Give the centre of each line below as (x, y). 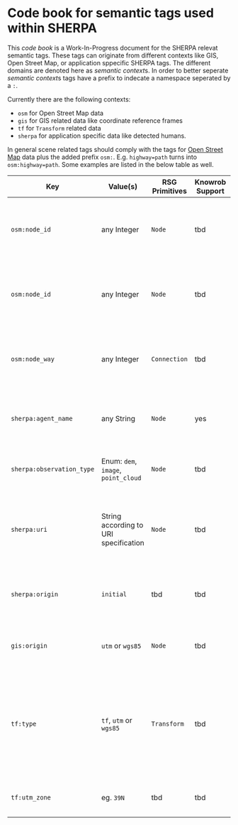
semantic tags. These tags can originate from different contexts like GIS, (113, 55)
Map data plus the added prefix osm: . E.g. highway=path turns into (102, 157)
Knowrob (210, 182)
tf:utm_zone (31, 797)
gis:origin (29, 645)
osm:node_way (33, 359)
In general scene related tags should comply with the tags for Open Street (115, 149)
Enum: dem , (119, 461)
